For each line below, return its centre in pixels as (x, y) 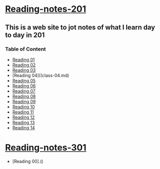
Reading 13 (23, 122)
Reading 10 (24, 106)
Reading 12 (23, 117)
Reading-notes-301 (46, 148)
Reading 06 (24, 86)
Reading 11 (23, 112)
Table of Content (26, 49)
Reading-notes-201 (46, 9)
